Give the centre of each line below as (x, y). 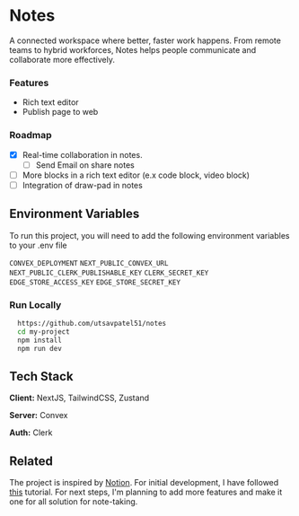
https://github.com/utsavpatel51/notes (92, 323)
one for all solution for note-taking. (74, 502)
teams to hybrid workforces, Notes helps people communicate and (133, 49)
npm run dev (40, 348)
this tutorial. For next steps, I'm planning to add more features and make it (146, 492)
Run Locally (35, 304)
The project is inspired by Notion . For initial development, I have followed (144, 483)
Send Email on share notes (85, 165)
